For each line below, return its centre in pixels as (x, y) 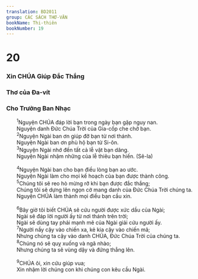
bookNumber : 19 (25, 28)
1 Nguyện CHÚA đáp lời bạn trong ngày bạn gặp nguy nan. (87, 122)
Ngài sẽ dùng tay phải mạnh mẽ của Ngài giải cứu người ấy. (89, 222)
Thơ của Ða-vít (28, 92)
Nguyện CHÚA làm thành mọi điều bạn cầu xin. (74, 196)
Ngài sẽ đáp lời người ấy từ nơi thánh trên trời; (73, 216)
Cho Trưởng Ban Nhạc (39, 108)
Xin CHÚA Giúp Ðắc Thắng (45, 76)
